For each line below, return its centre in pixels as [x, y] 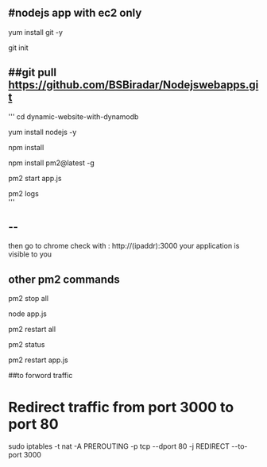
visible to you [30, 254]
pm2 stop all [29, 299]
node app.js [28, 314]
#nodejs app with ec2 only [75, 13]
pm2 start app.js [35, 178]
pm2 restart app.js [39, 360]
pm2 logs [24, 193]
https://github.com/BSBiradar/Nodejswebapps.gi [133, 85]
